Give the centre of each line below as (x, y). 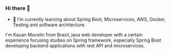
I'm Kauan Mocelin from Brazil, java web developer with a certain (74, 35)
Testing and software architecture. (49, 25)
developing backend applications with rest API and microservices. (75, 46)
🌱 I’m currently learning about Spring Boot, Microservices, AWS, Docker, (89, 20)
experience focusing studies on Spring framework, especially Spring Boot (83, 40)
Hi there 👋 (18, 8)
